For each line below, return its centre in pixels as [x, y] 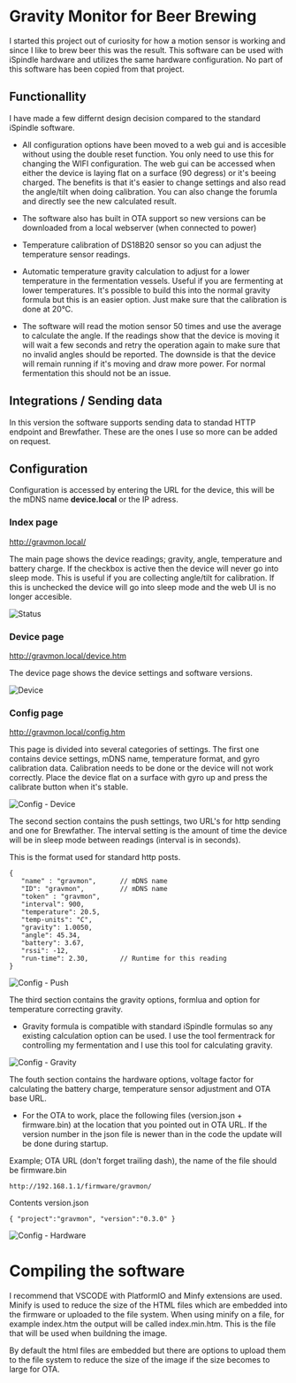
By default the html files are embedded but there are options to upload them [148, 1350]
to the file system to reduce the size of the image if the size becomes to [140, 1360]
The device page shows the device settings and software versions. [131, 672]
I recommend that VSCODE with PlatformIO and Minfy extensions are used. [146, 1296]
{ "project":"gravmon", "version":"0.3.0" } [92, 1219]
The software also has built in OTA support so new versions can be [144, 218]
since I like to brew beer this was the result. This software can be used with [146, 50]
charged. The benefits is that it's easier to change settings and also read [154, 182]
